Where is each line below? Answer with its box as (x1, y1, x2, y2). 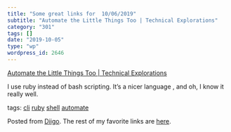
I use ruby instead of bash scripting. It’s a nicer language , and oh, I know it (7, 82, 225, 91)
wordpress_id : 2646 (7, 50, 65, 57)
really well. (7, 89, 39, 98)
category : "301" (7, 23, 55, 30)
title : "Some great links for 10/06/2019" (7, 10, 137, 18)
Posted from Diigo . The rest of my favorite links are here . (7, 117, 172, 125)
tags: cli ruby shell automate (7, 103, 89, 112)
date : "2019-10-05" (7, 37, 65, 44)
